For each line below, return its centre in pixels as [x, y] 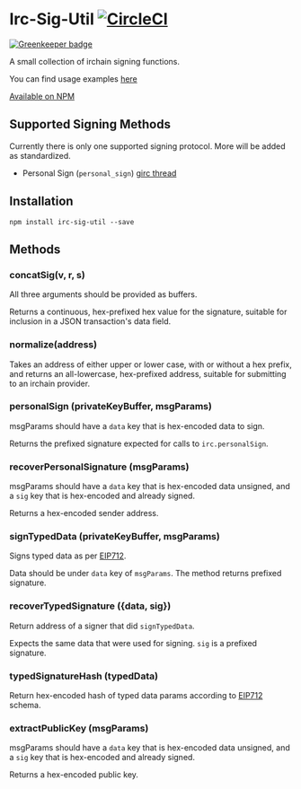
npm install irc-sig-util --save [72, 222]
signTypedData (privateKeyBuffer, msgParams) [115, 537]
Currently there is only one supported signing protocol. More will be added [147, 146]
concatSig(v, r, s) [47, 275]
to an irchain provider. [50, 383]
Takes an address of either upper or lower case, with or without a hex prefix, [150, 364]
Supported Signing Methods [90, 124]
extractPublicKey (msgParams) [79, 728]
